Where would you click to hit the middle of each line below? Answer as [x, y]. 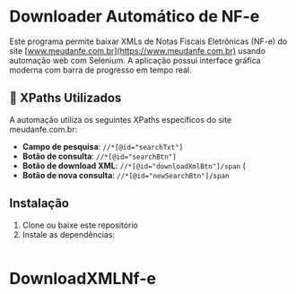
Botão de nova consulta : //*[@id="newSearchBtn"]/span [126, 175]
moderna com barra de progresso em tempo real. [101, 70]
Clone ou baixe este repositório [80, 225]
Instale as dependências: [68, 234]
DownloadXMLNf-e [83, 278]
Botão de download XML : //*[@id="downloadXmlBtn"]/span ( [134, 165]
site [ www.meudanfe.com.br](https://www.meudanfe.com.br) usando [138, 50]
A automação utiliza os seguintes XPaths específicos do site [121, 119]
